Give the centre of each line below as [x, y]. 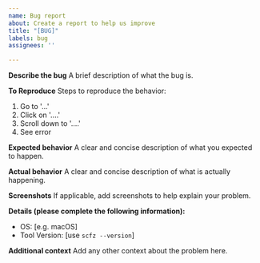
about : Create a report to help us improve [82, 23]
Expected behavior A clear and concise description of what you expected [130, 148]
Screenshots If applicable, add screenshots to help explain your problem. [130, 196]
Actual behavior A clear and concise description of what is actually [119, 172]
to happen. [26, 156]
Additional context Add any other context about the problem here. [118, 251]
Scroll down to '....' [50, 123]
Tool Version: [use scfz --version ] [77, 235]
